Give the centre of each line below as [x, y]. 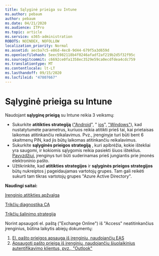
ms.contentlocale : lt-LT [30, 69]
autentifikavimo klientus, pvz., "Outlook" [52, 248]
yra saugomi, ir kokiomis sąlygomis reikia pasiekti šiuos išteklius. [77, 150]
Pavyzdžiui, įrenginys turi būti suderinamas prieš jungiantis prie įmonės [83, 155]
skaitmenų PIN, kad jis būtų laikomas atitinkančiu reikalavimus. [74, 140]
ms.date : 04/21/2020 [26, 23]
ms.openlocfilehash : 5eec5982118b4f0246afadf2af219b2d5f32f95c [70, 55]
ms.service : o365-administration [39, 37]
